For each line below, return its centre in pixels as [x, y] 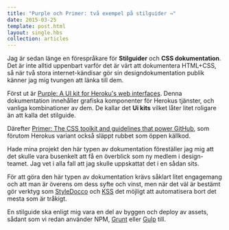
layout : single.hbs [35, 33]
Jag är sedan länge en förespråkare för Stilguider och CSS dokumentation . [114, 58]
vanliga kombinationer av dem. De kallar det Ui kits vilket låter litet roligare [112, 108]
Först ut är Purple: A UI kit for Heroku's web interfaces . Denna [95, 94]
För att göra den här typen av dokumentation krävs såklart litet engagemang [114, 177]
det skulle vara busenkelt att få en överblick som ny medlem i [94, 156]
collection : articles [38, 39]
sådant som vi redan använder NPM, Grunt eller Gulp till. [86, 219]
